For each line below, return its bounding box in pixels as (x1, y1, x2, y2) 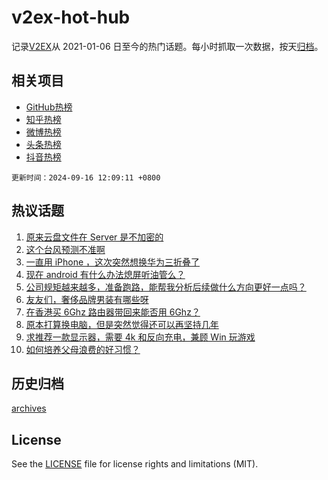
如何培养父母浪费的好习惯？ (25, 343, 141, 355)
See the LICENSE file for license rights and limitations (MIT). (11, 458, 259, 470)
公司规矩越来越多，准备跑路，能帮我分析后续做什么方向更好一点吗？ (25, 281, 307, 293)
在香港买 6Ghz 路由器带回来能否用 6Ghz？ (25, 306, 201, 318)
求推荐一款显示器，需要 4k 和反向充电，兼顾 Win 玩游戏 (25, 331, 256, 343)
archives (11, 402, 47, 415)
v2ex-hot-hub (11, 6, 131, 29)
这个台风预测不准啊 (25, 243, 106, 255)
